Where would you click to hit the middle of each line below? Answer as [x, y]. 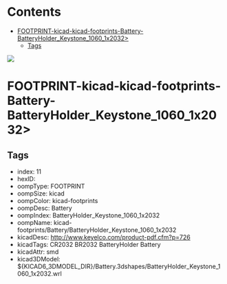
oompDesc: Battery [44, 208]
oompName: [35, 222]
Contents [34, 12]
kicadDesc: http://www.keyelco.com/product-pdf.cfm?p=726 [104, 237]
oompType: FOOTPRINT [51, 186]
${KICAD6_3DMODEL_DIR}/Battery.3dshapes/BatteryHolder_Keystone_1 [119, 266]
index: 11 [29, 171]
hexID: [26, 178]
